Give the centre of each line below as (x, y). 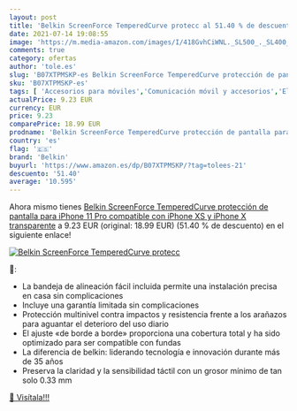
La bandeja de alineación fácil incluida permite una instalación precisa (149, 286)
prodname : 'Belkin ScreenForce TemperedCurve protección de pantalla (140, 133)
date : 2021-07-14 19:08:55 (59, 34)
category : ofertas (43, 58)
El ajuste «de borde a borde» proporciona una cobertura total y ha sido (151, 333)
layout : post (33, 17)
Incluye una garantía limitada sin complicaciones (110, 305)
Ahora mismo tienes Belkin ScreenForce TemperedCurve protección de (139, 207)
